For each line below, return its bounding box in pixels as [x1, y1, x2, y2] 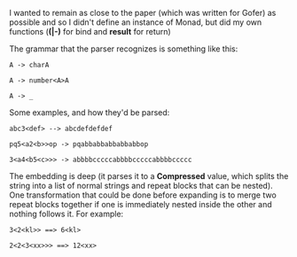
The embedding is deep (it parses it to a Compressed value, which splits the [9, 171, 289, 181]
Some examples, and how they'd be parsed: [9, 107, 170, 118]
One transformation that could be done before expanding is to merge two [9, 190, 277, 200]
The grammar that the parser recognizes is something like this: [9, 43, 238, 54]
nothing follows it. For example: [9, 208, 124, 219]
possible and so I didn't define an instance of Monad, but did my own [9, 17, 262, 27]
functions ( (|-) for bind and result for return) [9, 27, 171, 36]
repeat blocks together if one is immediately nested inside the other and [9, 199, 272, 209]
